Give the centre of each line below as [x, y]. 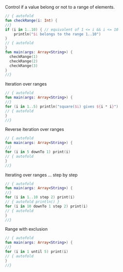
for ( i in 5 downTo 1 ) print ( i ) [38, 152]
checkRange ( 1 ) [24, 56]
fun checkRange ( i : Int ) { [31, 20]
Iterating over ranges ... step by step [41, 175]
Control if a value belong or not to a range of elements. [60, 7]
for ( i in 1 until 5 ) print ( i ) [37, 252]
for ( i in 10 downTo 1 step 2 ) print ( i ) [47, 206]
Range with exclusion [26, 229]
